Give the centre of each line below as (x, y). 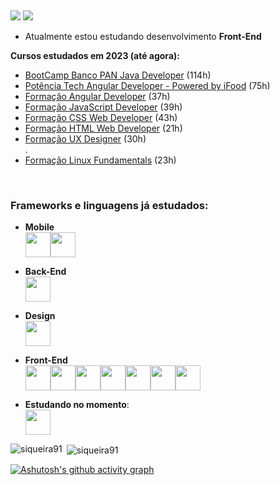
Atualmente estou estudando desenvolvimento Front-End (143, 36)
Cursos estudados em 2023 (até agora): (95, 55)
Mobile (39, 227)
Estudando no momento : (77, 405)
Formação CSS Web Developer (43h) (101, 117)
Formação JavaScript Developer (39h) (103, 107)
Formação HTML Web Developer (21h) (103, 128)
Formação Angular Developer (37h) (97, 96)
